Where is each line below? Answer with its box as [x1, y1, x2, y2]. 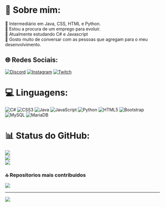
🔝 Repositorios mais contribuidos [5, 172, 86, 178]
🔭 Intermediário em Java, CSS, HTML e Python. [5, 21, 101, 27]
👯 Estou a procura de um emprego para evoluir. [5, 26, 101, 31]
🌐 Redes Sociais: [5, 56, 58, 64]
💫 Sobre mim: [5, 4, 61, 16]
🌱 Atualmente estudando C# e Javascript [5, 31, 88, 37]
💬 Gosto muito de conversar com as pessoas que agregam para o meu [5, 36, 148, 42]
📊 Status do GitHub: [5, 130, 90, 141]
